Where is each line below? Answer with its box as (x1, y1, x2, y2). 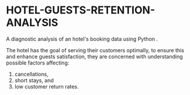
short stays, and (14, 77, 54, 84)
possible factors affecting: (6, 59, 69, 66)
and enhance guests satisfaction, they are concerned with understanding (6, 53, 183, 60)
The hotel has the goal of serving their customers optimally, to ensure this (6, 46, 185, 53)
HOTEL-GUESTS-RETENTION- (6, 4, 155, 17)
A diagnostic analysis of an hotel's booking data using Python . (6, 35, 158, 42)
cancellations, (14, 70, 49, 77)
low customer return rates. (14, 83, 79, 90)
